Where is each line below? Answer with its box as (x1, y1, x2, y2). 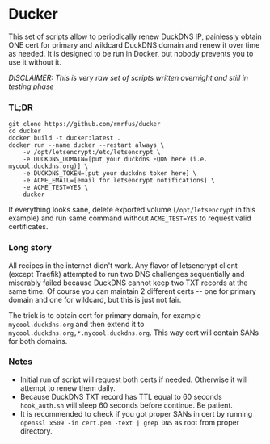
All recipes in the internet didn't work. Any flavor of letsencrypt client (8, 260, 238, 270)
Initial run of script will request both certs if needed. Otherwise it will (19, 375, 248, 384)
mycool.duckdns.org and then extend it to (8, 319, 145, 329)
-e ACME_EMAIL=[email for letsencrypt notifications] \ (23, 177, 216, 185)
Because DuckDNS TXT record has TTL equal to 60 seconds (19, 392, 222, 401)
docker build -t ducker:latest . (8, 134, 121, 142)
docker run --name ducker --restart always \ (8, 141, 164, 149)
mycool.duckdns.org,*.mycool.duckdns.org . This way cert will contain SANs (8, 328, 259, 337)
